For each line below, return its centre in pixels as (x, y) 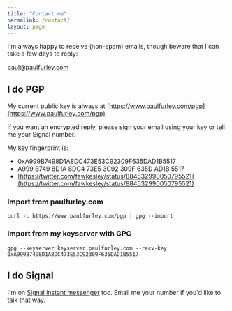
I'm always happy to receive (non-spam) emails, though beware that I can (113, 47)
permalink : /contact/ (39, 20)
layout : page (26, 26)
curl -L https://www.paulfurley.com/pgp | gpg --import (90, 216)
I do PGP (26, 89)
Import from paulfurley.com (55, 202)
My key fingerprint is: (38, 148)
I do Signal (30, 276)
